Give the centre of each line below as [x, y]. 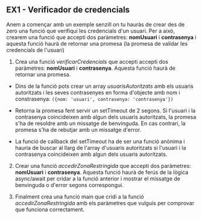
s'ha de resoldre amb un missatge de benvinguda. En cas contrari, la [100, 123]
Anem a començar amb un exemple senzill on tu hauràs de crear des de [96, 24]
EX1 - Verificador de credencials [68, 10]
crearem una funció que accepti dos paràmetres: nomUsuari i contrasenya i [101, 37]
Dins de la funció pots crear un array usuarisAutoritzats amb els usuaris [104, 86]
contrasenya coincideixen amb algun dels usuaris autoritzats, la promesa [106, 117]
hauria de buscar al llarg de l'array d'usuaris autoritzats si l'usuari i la [100, 147]
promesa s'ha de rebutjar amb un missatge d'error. [78, 129]
